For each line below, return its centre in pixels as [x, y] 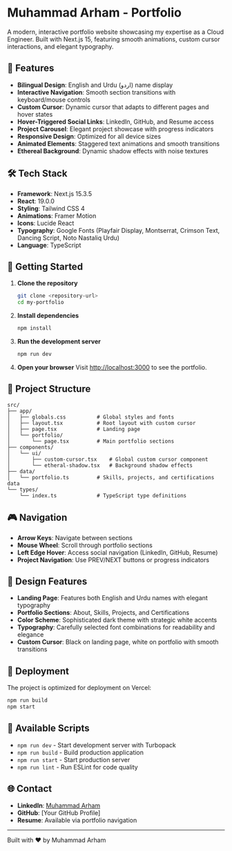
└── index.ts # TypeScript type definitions [103, 495]
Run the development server [59, 341]
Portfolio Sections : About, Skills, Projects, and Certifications [103, 613]
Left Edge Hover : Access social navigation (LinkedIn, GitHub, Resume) [117, 552]
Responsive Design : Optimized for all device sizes [89, 136]
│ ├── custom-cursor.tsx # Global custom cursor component [108, 459]
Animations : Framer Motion [57, 216]
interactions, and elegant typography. [60, 46]
